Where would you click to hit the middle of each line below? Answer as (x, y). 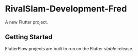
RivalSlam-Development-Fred (66, 9)
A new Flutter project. (27, 22)
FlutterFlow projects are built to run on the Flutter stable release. (69, 48)
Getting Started (29, 37)
